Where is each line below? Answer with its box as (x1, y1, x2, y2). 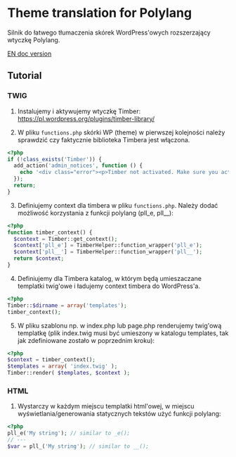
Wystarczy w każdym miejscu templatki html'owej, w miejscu (17, 402, 195, 411)
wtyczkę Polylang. (7, 35, 60, 44)
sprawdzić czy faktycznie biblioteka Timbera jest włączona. (17, 135, 190, 144)
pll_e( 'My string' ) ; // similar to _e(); (7, 430, 131, 437)
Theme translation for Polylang (7, 5, 192, 21)
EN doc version (7, 49, 52, 58)
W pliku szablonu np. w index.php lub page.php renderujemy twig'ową (17, 321, 222, 330)
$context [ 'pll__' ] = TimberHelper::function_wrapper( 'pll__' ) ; (13, 249, 202, 256)
